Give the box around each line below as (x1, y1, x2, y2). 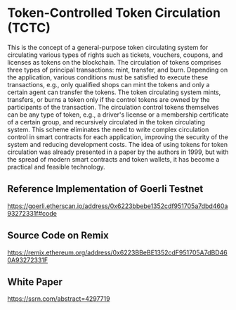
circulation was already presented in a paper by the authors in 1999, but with (7, 148, 229, 156)
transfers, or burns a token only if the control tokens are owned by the (7, 95, 210, 103)
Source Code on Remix (7, 230, 109, 242)
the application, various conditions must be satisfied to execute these (7, 72, 209, 82)
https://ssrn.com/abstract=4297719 (7, 295, 110, 303)
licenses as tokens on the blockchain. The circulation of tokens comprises (7, 58, 221, 66)
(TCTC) (7, 20, 51, 36)
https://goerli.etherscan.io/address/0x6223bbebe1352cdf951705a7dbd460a (7, 202, 228, 210)
